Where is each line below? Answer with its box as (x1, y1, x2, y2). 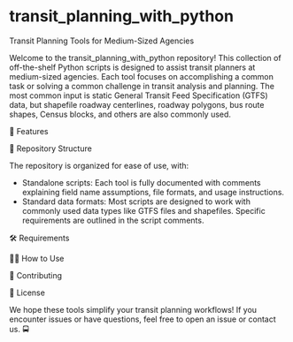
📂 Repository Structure (9, 143, 93, 154)
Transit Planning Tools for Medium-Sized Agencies (9, 35, 195, 46)
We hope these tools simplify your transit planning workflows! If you (9, 304, 258, 315)
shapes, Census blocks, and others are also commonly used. (9, 109, 232, 119)
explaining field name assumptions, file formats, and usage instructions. (21, 186, 285, 197)
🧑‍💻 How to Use (9, 253, 65, 263)
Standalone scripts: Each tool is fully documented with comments (21, 177, 261, 187)
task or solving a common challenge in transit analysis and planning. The (9, 80, 274, 91)
